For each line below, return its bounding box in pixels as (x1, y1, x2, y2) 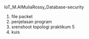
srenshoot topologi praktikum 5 (11, 24, 75, 30)
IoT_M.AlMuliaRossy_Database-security (4, 4, 84, 10)
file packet (11, 14, 33, 19)
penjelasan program (11, 19, 52, 24)
